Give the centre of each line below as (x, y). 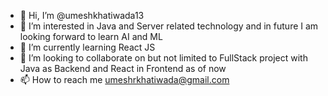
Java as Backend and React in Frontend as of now (123, 68)
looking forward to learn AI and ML (91, 36)
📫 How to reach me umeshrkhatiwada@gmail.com (124, 79)
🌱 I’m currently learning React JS (87, 47)
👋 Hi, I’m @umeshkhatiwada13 (82, 15)
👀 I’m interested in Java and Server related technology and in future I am (169, 26)
